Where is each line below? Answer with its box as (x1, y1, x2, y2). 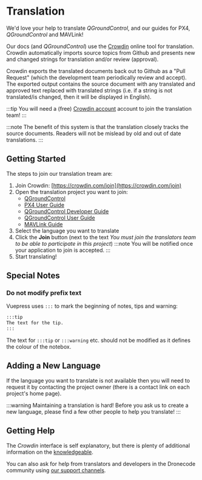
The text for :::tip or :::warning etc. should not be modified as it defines (6, 336, 191, 344)
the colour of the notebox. (6, 343, 72, 350)
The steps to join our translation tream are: (6, 170, 113, 177)
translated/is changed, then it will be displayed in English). (6, 93, 152, 100)
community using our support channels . (6, 467, 106, 474)
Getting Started (6, 154, 66, 164)
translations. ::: (6, 136, 44, 144)
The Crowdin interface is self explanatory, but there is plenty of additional (6, 442, 190, 449)
